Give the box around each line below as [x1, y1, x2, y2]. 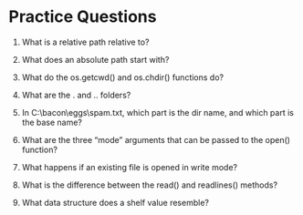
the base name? [21, 117, 83, 128]
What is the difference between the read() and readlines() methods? [21, 179, 278, 190]
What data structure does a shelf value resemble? [21, 197, 209, 208]
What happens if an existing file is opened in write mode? [21, 161, 238, 172]
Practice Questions [8, 6, 157, 27]
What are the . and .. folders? [21, 89, 131, 100]
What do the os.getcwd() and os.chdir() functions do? [21, 71, 225, 83]
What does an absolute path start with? [21, 54, 170, 65]
